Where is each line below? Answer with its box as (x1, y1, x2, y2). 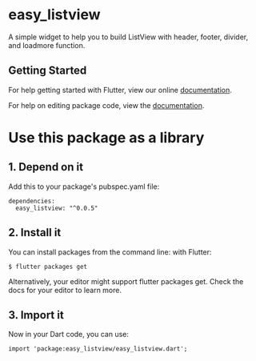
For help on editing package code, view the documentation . (8, 100, 205, 110)
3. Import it (8, 308, 64, 322)
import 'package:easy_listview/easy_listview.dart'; (8, 345, 188, 353)
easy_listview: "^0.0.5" (15, 204, 98, 212)
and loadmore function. (8, 40, 86, 50)
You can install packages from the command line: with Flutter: (8, 247, 212, 257)
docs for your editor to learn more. (8, 285, 122, 295)
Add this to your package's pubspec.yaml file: (8, 182, 160, 191)
